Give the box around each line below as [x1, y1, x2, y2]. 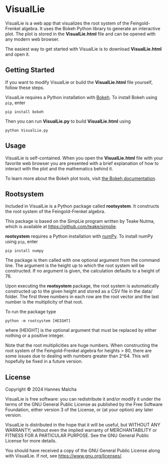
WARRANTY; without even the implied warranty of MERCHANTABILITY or [5, 427, 157, 433]
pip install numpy [5, 248, 44, 253]
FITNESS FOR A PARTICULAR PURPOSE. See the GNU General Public [5, 432, 149, 438]
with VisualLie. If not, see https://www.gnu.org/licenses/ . [5, 453, 123, 459]
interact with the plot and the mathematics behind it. [5, 165, 113, 171]
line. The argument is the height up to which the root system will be [5, 262, 145, 268]
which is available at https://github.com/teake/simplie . [5, 224, 117, 230]
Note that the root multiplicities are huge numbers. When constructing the [5, 342, 158, 348]
